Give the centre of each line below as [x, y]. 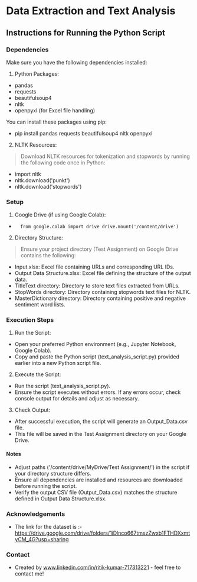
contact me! [29, 574]
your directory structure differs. [53, 473]
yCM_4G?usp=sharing [42, 539]
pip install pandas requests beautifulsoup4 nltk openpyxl [83, 133]
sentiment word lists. [40, 305]
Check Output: [32, 410]
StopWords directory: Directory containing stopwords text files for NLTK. [103, 292]
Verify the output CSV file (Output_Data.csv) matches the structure [96, 492]
